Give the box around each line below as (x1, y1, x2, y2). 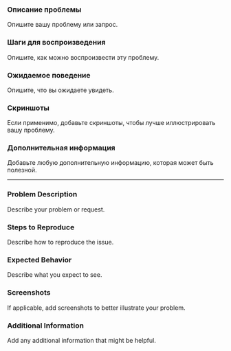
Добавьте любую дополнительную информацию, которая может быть (7, 159, 214, 167)
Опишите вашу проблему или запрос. (7, 21, 118, 29)
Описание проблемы (7, 5, 82, 14)
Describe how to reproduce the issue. (7, 238, 114, 247)
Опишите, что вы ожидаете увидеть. (7, 86, 115, 94)
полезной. (7, 166, 37, 174)
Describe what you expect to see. (7, 271, 102, 279)
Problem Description (7, 190, 78, 199)
